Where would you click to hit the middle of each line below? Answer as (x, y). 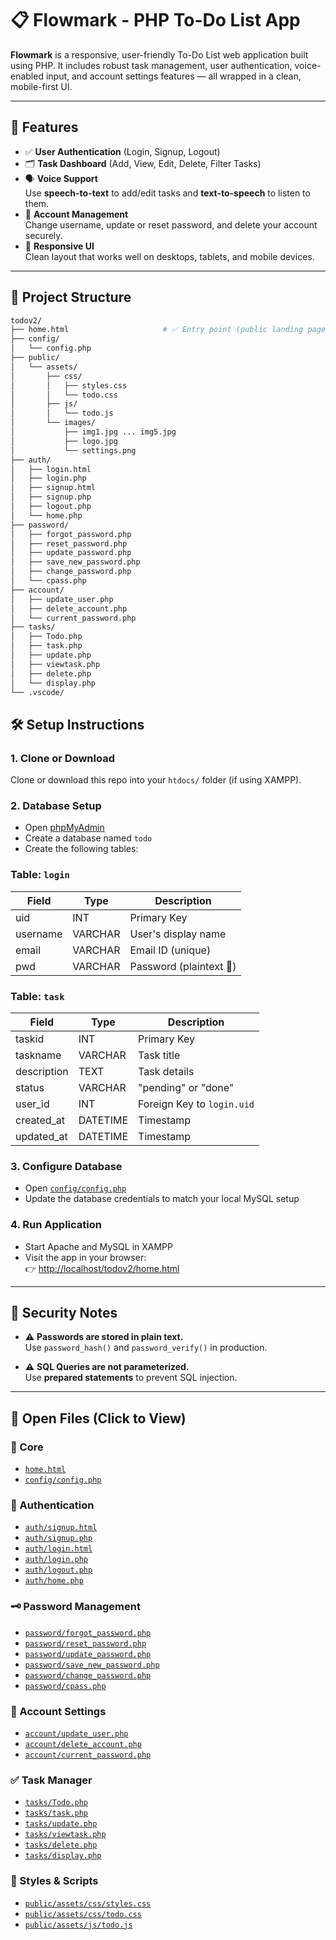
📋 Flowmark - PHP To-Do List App (155, 20)
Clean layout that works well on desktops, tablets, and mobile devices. (169, 256)
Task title (159, 1055)
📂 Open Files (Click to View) (98, 1418)
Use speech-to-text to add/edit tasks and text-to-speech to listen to (167, 193)
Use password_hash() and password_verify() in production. (146, 1348)
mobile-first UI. (41, 86)
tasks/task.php (56, 1813)
